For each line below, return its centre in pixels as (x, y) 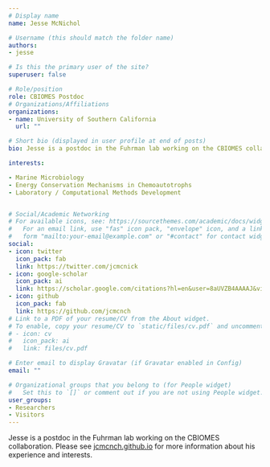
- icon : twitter (35, 251)
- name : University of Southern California (82, 119)
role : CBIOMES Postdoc (46, 96)
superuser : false (37, 75)
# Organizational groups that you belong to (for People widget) (120, 385)
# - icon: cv (30, 334)
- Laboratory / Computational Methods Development (95, 193)
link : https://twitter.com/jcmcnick (77, 266)
